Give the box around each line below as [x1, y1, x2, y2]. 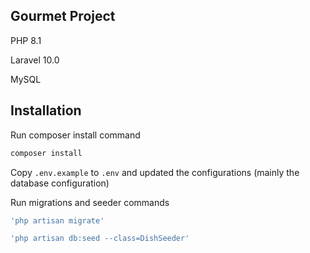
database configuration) [10, 177, 110, 189]
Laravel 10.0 [10, 54, 60, 66]
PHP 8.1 [10, 34, 42, 46]
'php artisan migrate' [10, 215, 105, 226]
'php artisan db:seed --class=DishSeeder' [10, 234, 190, 244]
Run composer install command [10, 129, 141, 141]
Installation [10, 102, 82, 119]
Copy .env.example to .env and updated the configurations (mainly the [10, 166, 300, 178]
